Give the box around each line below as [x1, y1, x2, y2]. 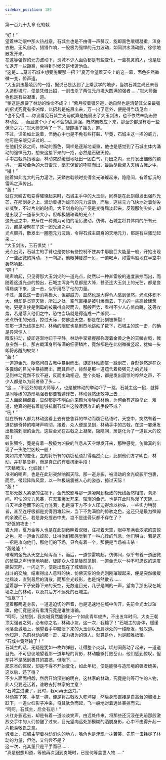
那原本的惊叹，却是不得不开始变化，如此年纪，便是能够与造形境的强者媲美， [5, 663, 161, 668]
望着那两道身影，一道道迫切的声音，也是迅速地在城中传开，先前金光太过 [5, 601, 152, 607]
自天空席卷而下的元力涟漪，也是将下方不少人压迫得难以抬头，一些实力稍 [5, 502, 152, 508]
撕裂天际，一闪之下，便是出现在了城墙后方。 [5, 564, 96, 570]
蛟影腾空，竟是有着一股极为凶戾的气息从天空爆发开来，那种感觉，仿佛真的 [5, 440, 157, 446]
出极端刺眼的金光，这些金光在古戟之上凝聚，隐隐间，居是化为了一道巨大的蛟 [5, 427, 161, 433]
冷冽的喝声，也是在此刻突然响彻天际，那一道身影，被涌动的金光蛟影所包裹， [5, 471, 161, 477]
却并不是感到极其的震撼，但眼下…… [5, 657, 78, 663]
